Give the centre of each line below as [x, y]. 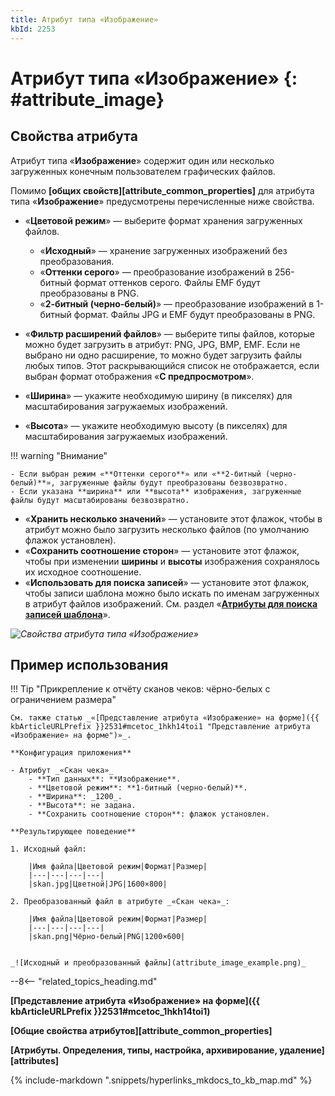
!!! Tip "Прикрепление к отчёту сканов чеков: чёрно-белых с [140, 689]
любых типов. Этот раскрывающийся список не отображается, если [172, 365]
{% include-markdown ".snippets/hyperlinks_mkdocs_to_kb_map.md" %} [161, 1080]
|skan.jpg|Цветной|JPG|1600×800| [98, 884]
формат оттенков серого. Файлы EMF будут [167, 282]
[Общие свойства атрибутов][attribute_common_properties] [141, 1031]
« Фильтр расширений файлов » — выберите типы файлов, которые [169, 333]
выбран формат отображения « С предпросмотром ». [139, 376]
